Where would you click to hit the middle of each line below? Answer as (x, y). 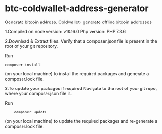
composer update (31, 112)
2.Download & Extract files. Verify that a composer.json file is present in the (81, 41)
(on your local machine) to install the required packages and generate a (77, 73)
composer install (23, 65)
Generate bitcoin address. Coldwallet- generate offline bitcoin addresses (78, 22)
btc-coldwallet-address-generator (77, 9)
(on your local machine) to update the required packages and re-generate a (81, 121)
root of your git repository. (32, 46)
